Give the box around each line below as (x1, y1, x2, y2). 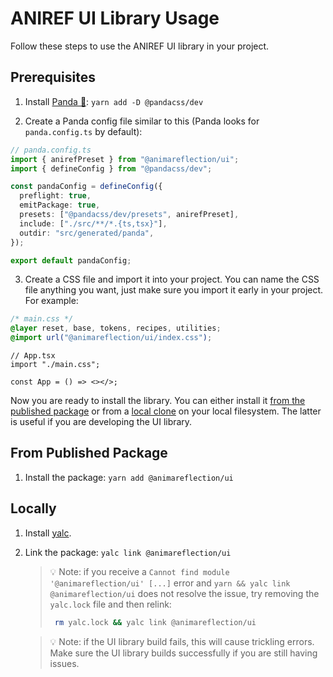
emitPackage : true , (19, 200, 101, 211)
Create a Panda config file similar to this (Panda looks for (24, 115, 260, 127)
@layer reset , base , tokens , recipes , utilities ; (10, 323, 222, 334)
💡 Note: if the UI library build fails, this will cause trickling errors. (49, 635, 315, 647)
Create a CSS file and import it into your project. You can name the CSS (24, 273, 320, 286)
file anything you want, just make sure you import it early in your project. (24, 284, 324, 296)
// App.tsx (10, 351, 56, 361)
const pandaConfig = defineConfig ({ (10, 182, 163, 192)
